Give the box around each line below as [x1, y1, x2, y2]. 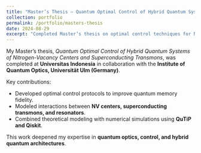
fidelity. [14, 97, 34, 104]
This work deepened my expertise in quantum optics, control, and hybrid [6, 133, 189, 141]
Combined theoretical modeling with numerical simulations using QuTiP [14, 115, 191, 123]
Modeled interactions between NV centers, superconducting [14, 103, 167, 110]
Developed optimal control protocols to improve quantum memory [14, 90, 178, 97]
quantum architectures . [6, 140, 66, 147]
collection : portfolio [6, 14, 63, 20]
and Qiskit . [14, 122, 43, 129]
